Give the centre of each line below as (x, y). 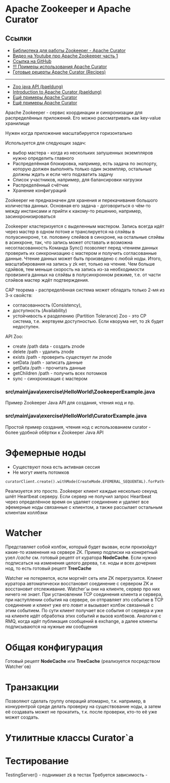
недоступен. (26, 327)
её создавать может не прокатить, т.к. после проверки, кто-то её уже (81, 712)
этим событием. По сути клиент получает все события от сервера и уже (84, 611)
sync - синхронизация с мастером (50, 379)
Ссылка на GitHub (32, 61)
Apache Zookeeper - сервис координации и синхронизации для (74, 113)
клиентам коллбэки (27, 512)
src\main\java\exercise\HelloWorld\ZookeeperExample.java (80, 392)
